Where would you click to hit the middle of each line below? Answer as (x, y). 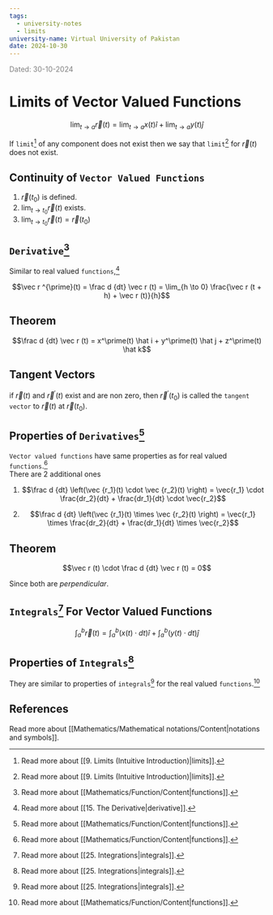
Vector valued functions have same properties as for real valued (118, 455)
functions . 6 (28, 465)
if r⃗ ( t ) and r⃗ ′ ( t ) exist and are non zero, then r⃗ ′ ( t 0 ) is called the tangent (130, 395)
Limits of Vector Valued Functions (125, 102)
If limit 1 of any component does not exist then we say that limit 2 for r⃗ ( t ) (133, 143)
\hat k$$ (137, 349)
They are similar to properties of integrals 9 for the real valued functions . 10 (134, 683)
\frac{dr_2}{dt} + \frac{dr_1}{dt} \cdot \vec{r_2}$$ (143, 499)
